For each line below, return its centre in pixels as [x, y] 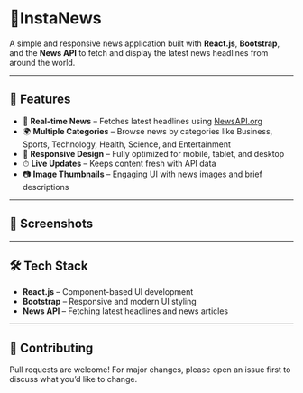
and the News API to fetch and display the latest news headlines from [139, 52]
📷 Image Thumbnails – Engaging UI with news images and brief [142, 174]
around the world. [42, 62]
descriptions [46, 187]
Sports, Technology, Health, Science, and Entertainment [127, 144]
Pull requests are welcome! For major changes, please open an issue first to [150, 370]
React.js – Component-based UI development [108, 292]
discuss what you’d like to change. [73, 379]
